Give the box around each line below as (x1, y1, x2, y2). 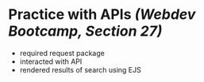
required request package (19, 48, 105, 58)
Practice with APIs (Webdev (8, 6, 196, 24)
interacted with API (19, 57, 83, 66)
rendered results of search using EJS (19, 65, 141, 74)
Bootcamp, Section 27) (8, 22, 163, 40)
